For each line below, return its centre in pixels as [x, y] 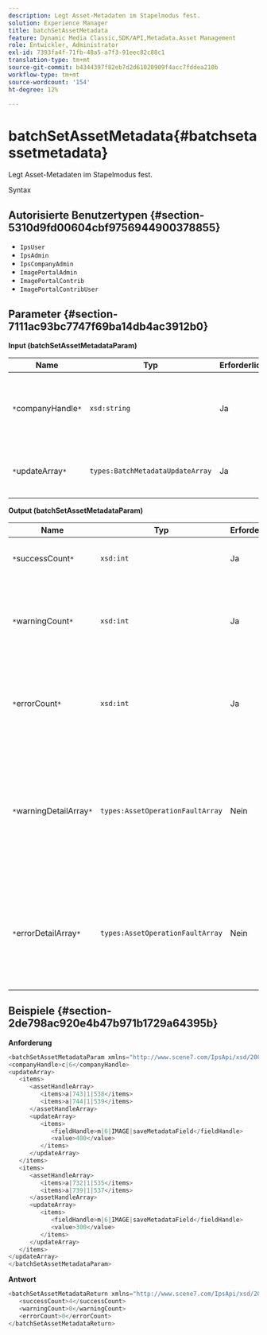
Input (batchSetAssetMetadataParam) [73, 345]
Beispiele [32, 1011]
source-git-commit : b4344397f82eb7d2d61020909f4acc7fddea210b [113, 68]
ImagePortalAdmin [48, 273]
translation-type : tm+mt [49, 60]
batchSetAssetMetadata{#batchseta [133, 136]
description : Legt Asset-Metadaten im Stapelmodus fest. [104, 16]
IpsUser [32, 247]
